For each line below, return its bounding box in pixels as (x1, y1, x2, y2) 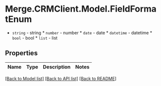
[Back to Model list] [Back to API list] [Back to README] (5, 75, 117, 81)
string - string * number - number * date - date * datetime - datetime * (12, 30, 152, 35)
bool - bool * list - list (12, 35, 58, 41)
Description (43, 63, 71, 70)
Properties (5, 49, 38, 57)
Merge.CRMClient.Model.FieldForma (5, 3, 157, 15)
